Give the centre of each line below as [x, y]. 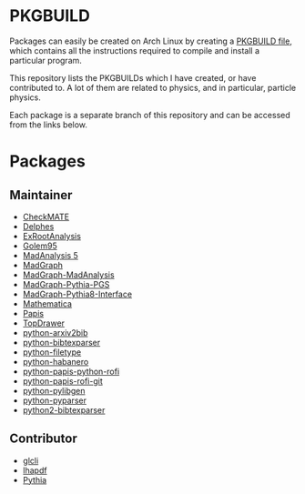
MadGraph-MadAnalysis [69, 275]
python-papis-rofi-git [62, 381]
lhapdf [35, 470]
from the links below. [49, 125]
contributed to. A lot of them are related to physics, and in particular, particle [153, 87]
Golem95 [40, 246]
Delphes [38, 226]
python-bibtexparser [61, 342]
